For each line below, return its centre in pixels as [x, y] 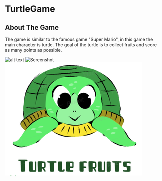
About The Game [32, 27]
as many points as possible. [34, 50]
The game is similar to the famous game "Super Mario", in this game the [79, 39]
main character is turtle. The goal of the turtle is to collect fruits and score [81, 45]
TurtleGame [30, 9]
